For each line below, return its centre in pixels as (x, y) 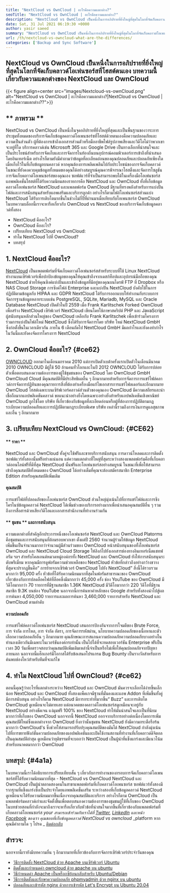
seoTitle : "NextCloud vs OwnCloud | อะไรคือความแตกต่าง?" (62, 15)
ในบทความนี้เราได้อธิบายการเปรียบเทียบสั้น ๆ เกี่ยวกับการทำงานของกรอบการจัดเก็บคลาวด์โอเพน (84, 772)
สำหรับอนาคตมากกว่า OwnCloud (35, 745)
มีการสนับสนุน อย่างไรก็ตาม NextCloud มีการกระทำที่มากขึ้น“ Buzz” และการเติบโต (77, 699)
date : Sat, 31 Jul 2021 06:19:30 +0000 (48, 24)
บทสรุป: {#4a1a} (29, 761)
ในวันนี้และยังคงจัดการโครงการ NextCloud (43, 333)
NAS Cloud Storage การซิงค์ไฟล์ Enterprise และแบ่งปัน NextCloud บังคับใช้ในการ (81, 288)
